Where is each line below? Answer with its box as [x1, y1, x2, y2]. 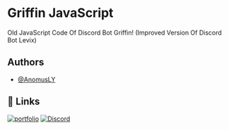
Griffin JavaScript [7, 5, 114, 21]
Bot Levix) [7, 35, 37, 44]
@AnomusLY [17, 75, 56, 83]
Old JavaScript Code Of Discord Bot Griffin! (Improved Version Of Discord [7, 28, 223, 37]
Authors [7, 57, 45, 69]
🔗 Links [7, 95, 40, 107]
